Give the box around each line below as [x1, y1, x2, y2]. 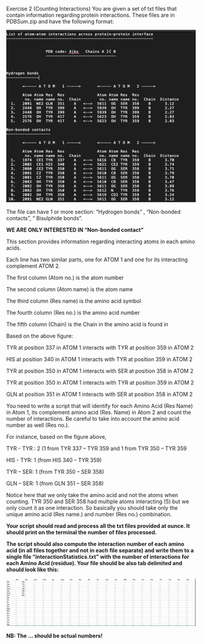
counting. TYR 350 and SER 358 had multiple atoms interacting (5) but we [6, 498, 189, 505]
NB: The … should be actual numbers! [6, 632, 103, 639]
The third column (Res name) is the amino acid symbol [6, 297, 141, 305]
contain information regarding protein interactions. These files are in [6, 11, 175, 19]
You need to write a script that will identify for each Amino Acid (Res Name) [6, 402, 194, 409]
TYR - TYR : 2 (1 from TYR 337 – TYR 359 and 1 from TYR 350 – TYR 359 [6, 445, 187, 452]
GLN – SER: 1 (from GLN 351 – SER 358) [6, 480, 104, 487]
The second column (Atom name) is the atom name [6, 285, 133, 293]
